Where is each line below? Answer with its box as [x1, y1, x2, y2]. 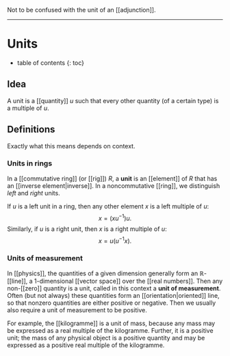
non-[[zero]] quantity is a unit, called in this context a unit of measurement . [7, 284, 221, 292]
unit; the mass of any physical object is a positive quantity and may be [7, 334, 205, 342]
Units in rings [7, 159, 53, 168]
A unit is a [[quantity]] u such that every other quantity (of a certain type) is [7, 96, 219, 105]
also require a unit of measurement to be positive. [7, 306, 147, 314]
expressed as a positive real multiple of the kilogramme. [7, 341, 165, 349]
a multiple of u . [7, 104, 49, 112]
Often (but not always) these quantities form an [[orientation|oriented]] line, [7, 292, 220, 300]
